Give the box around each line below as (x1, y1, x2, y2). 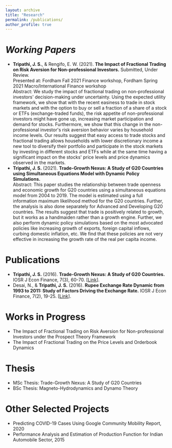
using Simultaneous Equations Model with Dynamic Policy (12, 170, 140, 177)
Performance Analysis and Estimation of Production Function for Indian (12, 431, 163, 437)
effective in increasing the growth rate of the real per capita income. (12, 236, 157, 243)
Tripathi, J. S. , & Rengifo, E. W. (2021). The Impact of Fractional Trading (12, 61, 166, 67)
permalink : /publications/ (5, 17, 63, 22)
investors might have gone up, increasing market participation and (12, 116, 154, 122)
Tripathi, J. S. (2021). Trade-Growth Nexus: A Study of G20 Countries (12, 165, 164, 171)
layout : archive (5, 7, 40, 13)
